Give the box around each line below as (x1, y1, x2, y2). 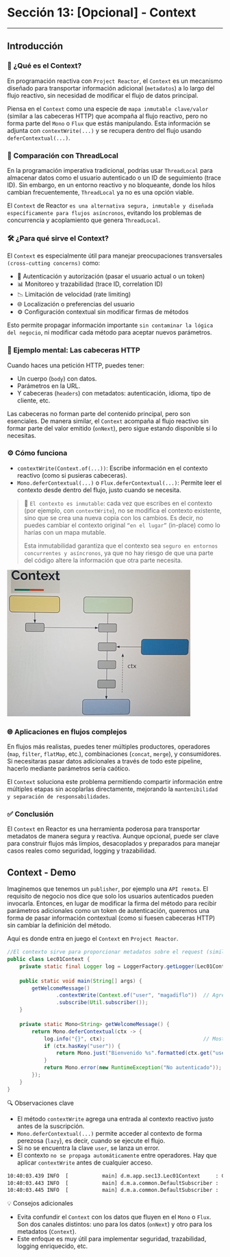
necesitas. (7, 431, 36, 439)
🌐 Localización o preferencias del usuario (16, 300, 135, 308)
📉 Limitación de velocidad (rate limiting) (16, 290, 131, 299)
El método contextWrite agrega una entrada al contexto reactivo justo (16, 1114, 214, 1123)
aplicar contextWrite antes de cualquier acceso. (16, 1158, 153, 1167)
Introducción (7, 40, 64, 52)
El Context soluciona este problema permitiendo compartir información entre (7, 778, 223, 786)
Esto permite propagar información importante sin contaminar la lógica (7, 321, 214, 330)
